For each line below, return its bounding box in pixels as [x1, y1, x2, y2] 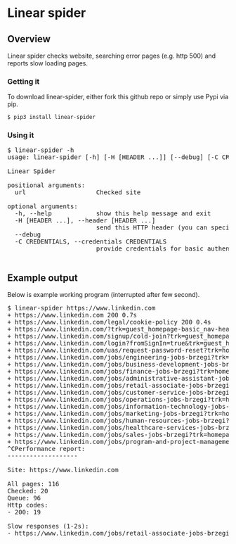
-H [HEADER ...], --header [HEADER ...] [14, 217, 156, 224]
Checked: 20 [7, 487, 48, 495]
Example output [7, 272, 79, 284]
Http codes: [7, 501, 48, 510]
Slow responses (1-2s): [7, 522, 89, 531]
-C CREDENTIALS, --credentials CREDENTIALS [14, 238, 167, 246]
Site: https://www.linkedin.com [7, 466, 119, 474]
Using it [7, 130, 34, 140]
